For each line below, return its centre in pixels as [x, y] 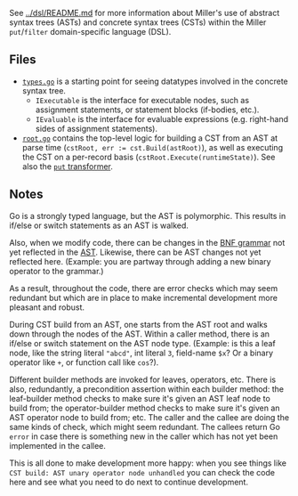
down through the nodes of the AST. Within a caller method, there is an [139, 334]
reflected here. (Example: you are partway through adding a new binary [140, 261]
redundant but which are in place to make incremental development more [144, 297]
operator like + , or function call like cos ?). [84, 362]
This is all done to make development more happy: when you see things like [148, 463]
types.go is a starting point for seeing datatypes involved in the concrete [155, 81]
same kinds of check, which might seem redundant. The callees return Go [145, 427]
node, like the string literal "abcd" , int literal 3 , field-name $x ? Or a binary [141, 353]
